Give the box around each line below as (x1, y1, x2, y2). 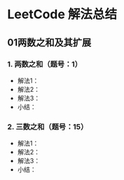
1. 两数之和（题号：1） (7, 59, 83, 69)
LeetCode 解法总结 (7, 6, 118, 22)
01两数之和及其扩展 (7, 36, 92, 48)
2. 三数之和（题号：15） (7, 122, 88, 132)
